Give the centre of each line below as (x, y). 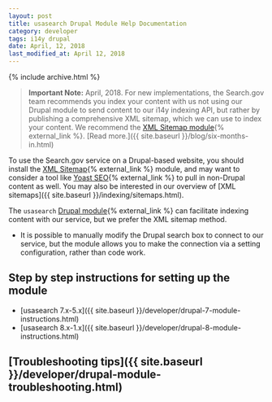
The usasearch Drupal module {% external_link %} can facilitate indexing (129, 211)
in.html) (41, 144)
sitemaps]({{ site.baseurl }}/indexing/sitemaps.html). (96, 195)
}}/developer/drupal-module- (85, 375)
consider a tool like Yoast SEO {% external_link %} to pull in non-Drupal (127, 177)
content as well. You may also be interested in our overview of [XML (122, 186)
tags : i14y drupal (39, 39)
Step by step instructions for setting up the (119, 278)
